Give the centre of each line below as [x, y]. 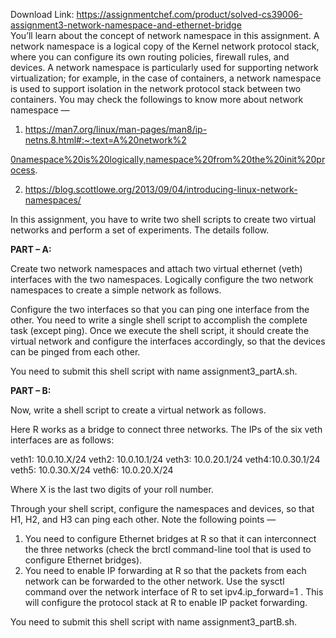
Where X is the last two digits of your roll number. [112, 489]
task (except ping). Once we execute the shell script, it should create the [160, 330]
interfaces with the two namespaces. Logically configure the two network [162, 279]
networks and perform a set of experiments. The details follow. [140, 230]
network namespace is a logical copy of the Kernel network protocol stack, [165, 46]
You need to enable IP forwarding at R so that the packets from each [165, 570]
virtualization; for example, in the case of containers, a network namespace [166, 78]
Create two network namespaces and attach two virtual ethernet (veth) [156, 268]
